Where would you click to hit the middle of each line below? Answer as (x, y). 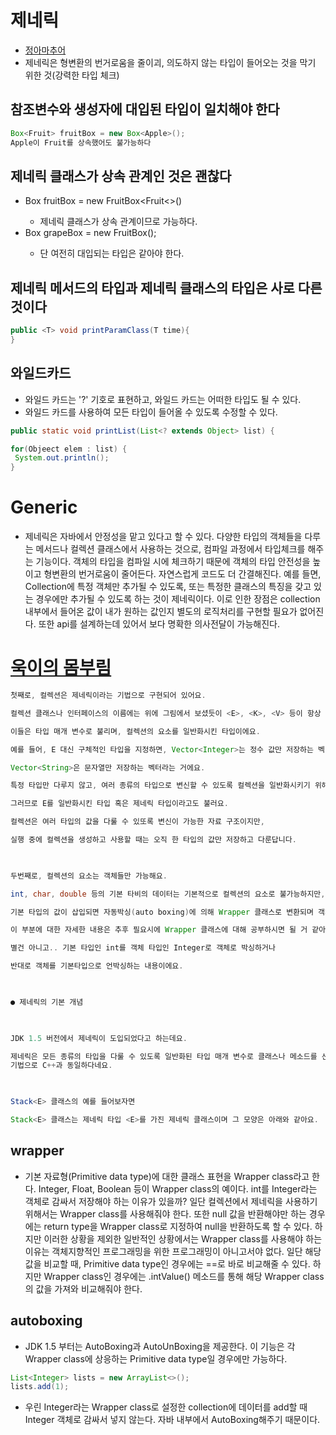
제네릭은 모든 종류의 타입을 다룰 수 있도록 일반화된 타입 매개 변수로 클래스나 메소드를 (164, 1056)
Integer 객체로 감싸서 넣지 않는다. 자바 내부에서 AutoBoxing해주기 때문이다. (172, 1420)
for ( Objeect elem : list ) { (69, 449)
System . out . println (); (62, 458)
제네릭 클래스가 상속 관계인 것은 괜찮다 (121, 176)
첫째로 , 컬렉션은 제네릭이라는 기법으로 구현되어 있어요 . (108, 696)
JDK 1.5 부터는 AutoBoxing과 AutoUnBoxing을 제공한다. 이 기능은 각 (160, 1346)
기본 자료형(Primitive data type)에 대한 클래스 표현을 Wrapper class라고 (167, 1176)
